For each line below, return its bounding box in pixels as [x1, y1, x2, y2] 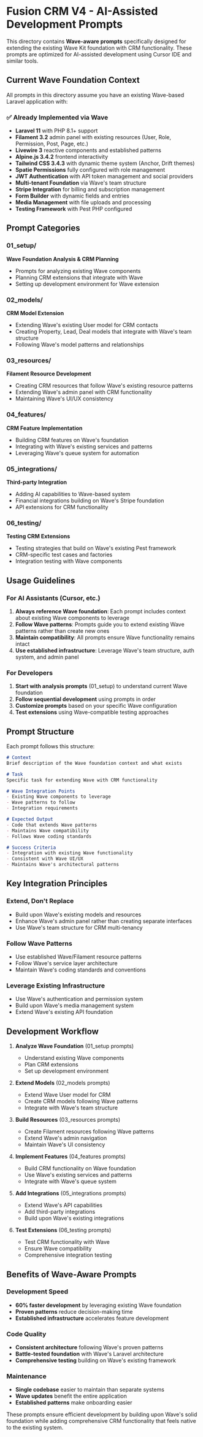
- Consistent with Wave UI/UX [6, 856, 84, 862]
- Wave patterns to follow [6, 799, 75, 806]
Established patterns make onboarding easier [15, 1399, 133, 1406]
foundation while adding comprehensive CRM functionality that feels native [6, 1417, 196, 1425]
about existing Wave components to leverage [15, 614, 130, 621]
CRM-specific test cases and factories [15, 551, 113, 559]
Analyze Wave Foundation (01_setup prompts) [15, 1043, 134, 1050]
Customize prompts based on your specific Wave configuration [15, 702, 177, 710]
